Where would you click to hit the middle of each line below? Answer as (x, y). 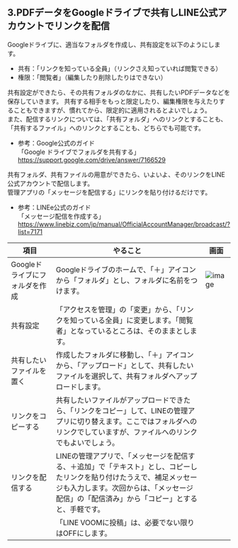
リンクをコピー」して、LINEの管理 (131, 410)
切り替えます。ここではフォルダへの (137, 421)
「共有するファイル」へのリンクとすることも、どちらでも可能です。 (106, 128)
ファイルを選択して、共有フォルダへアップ (126, 376)
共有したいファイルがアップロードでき (120, 400)
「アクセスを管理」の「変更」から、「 (118, 309)
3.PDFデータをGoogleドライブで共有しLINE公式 (113, 13)
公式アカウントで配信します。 (51, 183)
